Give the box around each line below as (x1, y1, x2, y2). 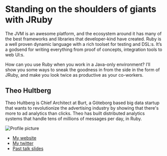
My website (12, 135, 36, 141)
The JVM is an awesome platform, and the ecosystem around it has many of (5, 30, 162, 36)
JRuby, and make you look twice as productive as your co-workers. (5, 72, 144, 78)
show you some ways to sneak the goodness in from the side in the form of (5, 66, 160, 73)
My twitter (12, 140, 34, 146)
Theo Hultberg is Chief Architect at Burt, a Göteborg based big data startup (5, 100, 160, 106)
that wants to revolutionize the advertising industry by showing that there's (5, 105, 159, 111)
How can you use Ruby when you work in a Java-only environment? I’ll (5, 61, 151, 67)
